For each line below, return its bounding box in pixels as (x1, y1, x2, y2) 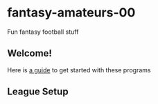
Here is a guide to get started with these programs (7, 65, 151, 74)
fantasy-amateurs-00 (7, 5, 136, 21)
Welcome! (7, 48, 52, 59)
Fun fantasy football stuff (7, 28, 79, 36)
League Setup (7, 86, 69, 98)
